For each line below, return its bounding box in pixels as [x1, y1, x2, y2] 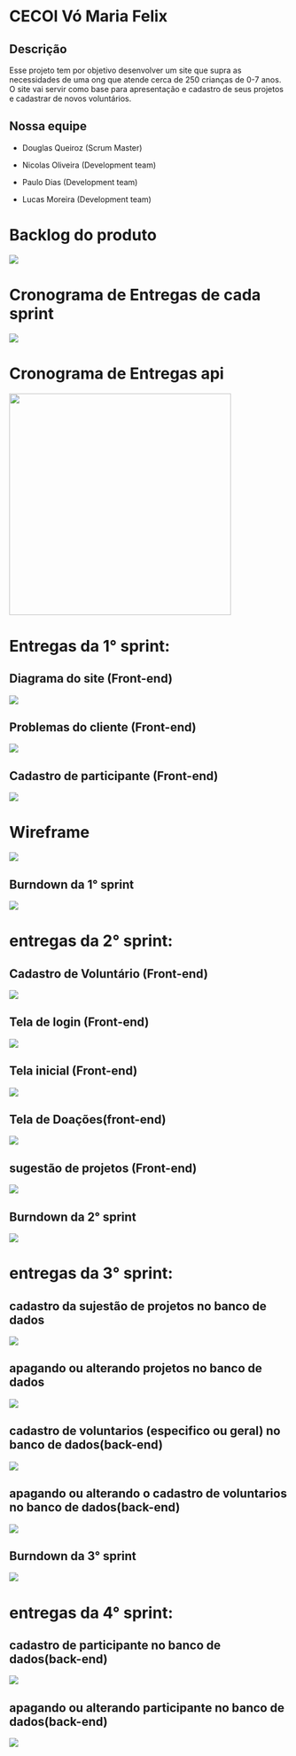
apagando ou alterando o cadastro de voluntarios [9, 1487, 288, 1502]
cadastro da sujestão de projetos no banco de [9, 1299, 268, 1314]
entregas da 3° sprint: [9, 1263, 174, 1284]
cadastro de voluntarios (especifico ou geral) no [9, 1424, 281, 1439]
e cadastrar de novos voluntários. [9, 93, 132, 104]
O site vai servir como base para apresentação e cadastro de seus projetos [9, 84, 284, 94]
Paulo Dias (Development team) [21, 176, 138, 187]
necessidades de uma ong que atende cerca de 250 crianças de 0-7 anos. [9, 74, 282, 85]
